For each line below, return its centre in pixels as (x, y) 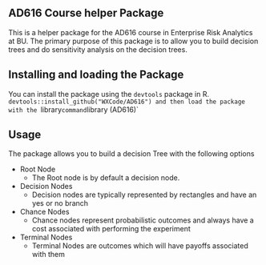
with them (48, 255)
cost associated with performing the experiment (111, 229)
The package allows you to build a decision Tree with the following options (131, 154)
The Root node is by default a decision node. (106, 178)
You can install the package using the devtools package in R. (109, 94)
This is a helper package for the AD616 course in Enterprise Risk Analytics (131, 32)
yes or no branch (60, 203)
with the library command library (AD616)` (73, 109)
